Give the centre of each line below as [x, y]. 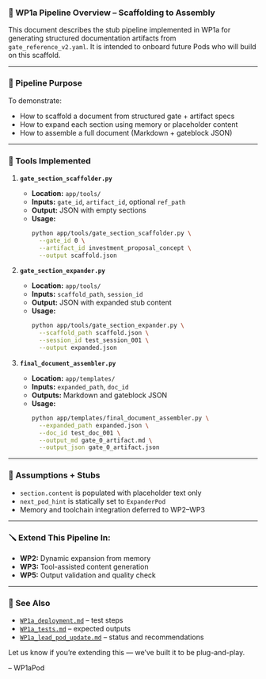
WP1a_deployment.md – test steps [72, 620]
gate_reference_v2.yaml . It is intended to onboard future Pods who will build [132, 47]
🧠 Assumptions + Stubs [54, 475]
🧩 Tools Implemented [49, 160]
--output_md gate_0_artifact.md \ [95, 440]
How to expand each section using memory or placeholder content [129, 124]
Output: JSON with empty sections [89, 210]
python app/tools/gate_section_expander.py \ [108, 326]
